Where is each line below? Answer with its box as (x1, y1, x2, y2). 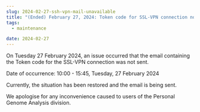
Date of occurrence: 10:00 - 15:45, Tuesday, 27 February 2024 (6, 70, 160, 77)
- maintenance (11, 25, 46, 31)
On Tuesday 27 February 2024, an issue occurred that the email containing (6, 52, 190, 59)
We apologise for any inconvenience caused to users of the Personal (6, 93, 176, 100)
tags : (6, 20, 20, 25)
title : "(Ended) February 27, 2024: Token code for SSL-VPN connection (6, 14, 187, 20)
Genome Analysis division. (6, 99, 71, 107)
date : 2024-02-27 (6, 36, 49, 42)
